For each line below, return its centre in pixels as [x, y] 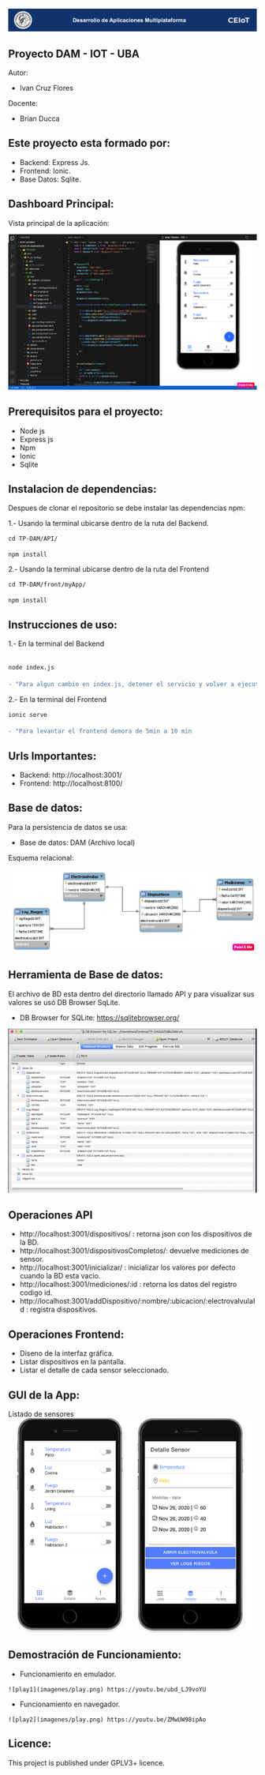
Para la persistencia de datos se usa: [68, 827]
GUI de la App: [44, 1395]
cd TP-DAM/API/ [33, 539]
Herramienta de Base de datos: [86, 975]
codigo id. [36, 1293]
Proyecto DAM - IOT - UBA [74, 53]
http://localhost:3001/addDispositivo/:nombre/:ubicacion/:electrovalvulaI [137, 1301]
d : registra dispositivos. [58, 1310]
